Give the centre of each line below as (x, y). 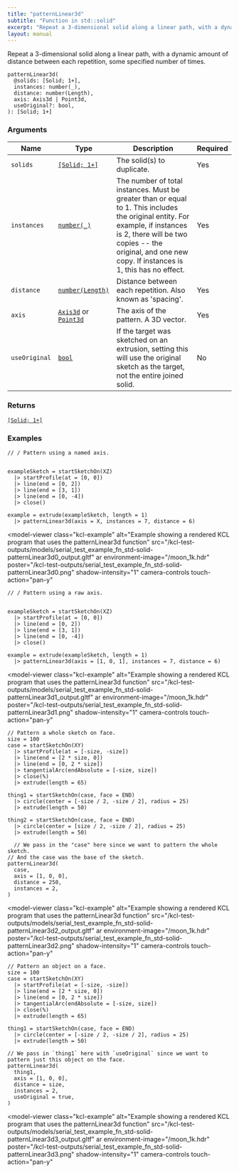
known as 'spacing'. (150, 299)
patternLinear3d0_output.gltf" (51, 557)
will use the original (149, 358)
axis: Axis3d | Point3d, (51, 100)
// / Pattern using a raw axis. (55, 593)
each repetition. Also (151, 290)
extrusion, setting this (152, 349)
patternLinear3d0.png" (41, 573)
